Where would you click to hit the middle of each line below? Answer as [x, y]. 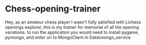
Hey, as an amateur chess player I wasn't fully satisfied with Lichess [73, 22]
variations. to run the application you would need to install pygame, [72, 32]
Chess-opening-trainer [53, 9]
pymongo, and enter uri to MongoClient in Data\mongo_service [68, 37]
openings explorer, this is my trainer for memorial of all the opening [72, 27]
